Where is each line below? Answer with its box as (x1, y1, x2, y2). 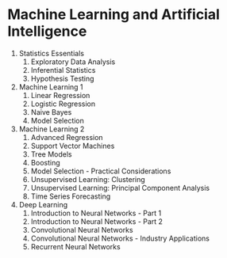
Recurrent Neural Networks (30, 241, 121, 251)
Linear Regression (30, 90, 90, 100)
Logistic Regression (30, 99, 96, 108)
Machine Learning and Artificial (7, 6, 220, 24)
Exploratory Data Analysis (30, 57, 116, 66)
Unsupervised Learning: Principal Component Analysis (30, 183, 210, 192)
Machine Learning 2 (18, 124, 85, 134)
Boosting (30, 157, 60, 167)
